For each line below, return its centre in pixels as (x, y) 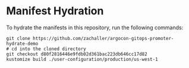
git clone (18, 38)
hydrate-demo (22, 44)
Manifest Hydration (55, 11)
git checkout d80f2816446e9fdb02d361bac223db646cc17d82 (77, 54)
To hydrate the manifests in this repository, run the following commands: (95, 27)
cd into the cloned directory (49, 49)
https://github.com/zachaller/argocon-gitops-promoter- (103, 38)
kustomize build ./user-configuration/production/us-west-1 (82, 59)
